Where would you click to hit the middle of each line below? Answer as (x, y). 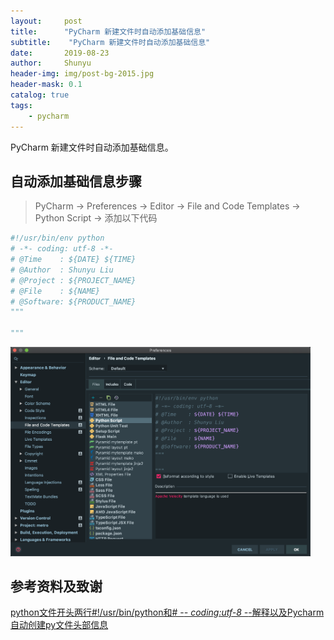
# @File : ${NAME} (55, 291)
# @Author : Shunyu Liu (62, 270)
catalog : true (40, 95)
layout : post (46, 21)
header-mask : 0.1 (46, 85)
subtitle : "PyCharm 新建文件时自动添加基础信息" (110, 42)
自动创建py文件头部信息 (59, 625)
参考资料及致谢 (56, 586)
